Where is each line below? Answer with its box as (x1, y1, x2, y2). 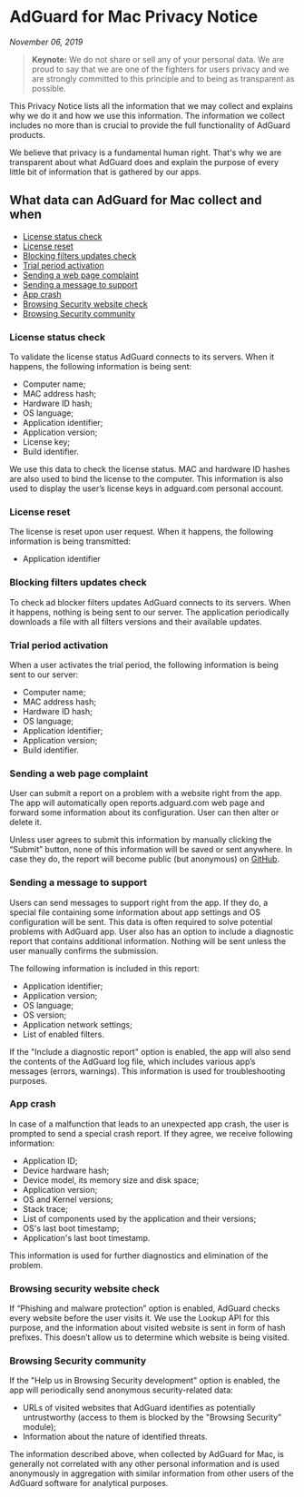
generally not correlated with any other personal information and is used (9, 1459, 279, 1470)
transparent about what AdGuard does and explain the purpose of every (9, 156, 279, 167)
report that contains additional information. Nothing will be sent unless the (9, 935, 287, 946)
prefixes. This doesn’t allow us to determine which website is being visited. (9, 1332, 290, 1343)
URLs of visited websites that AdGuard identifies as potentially (22, 1403, 256, 1413)
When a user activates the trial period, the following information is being (9, 659, 279, 670)
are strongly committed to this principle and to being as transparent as (31, 73, 295, 84)
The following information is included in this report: (9, 962, 200, 973)
